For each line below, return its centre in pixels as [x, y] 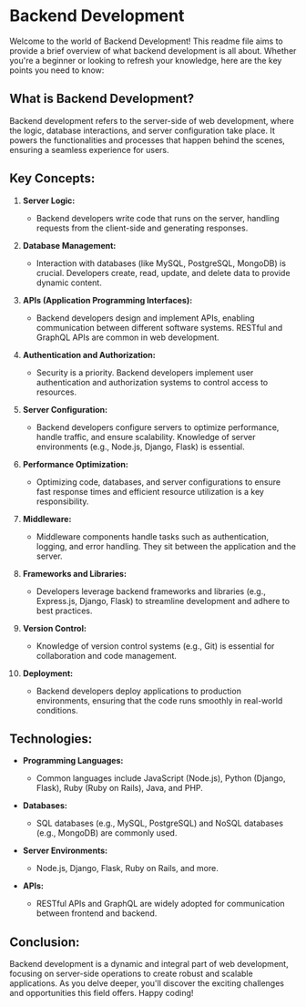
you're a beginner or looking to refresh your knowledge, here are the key [146, 60]
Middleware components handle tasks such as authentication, [153, 536]
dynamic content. [69, 283]
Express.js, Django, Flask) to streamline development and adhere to [163, 601]
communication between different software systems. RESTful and [159, 327]
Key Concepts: [52, 179]
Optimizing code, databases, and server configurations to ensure [158, 482]
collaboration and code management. [107, 655]
